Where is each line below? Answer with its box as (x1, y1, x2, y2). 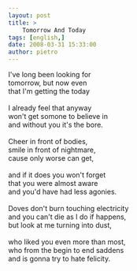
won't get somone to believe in (8, 112, 109, 121)
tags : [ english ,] (8, 33, 65, 42)
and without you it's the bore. (8, 120, 104, 129)
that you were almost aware (8, 179, 98, 187)
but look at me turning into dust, (8, 221, 113, 229)
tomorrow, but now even (8, 78, 87, 87)
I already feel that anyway (8, 103, 92, 113)
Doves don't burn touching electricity (8, 204, 129, 213)
